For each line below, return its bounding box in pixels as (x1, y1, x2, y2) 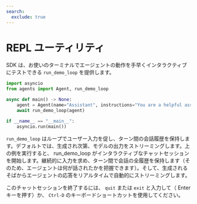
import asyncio (6, 80, 43, 87)
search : (6, 8, 25, 15)
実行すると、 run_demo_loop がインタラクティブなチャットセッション (21, 149, 189, 157)
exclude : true (11, 14, 46, 20)
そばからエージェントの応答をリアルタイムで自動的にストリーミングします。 (6, 171, 191, 179)
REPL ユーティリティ (6, 41, 105, 55)
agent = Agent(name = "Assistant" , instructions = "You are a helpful (16, 102, 182, 108)
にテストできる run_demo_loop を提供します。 (6, 69, 115, 76)
